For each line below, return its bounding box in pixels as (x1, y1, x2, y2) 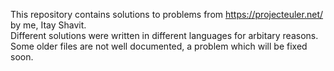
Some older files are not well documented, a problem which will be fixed (10, 40, 308, 52)
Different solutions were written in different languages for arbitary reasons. (10, 30, 319, 41)
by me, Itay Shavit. (10, 19, 87, 31)
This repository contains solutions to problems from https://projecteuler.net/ (10, 9, 324, 20)
